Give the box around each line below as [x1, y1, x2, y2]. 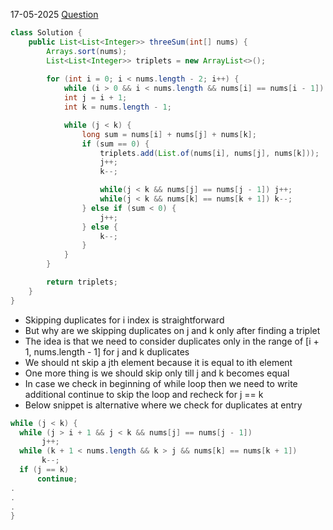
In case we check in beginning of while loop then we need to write [24, 377, 298, 389]
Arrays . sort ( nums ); [46, 46, 128, 56]
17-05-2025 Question [10, 9, 99, 20]
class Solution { [10, 28, 83, 38]
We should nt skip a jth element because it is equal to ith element [24, 356, 293, 368]
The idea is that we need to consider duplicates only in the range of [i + [24, 335, 320, 347]
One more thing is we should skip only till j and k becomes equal [24, 367, 290, 379]
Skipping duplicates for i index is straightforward [24, 314, 225, 326]
